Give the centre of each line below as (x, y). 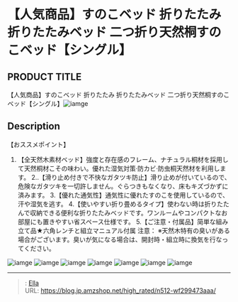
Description (34, 126)
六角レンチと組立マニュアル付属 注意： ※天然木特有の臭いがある (136, 230)
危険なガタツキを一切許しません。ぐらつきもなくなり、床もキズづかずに (123, 186)
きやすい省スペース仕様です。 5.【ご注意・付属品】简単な (132, 222)
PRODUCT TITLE (45, 76)
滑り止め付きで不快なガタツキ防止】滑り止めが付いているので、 (138, 177)
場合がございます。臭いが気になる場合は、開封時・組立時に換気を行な (120, 239)
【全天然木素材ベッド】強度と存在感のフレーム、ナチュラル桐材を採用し (123, 159)
